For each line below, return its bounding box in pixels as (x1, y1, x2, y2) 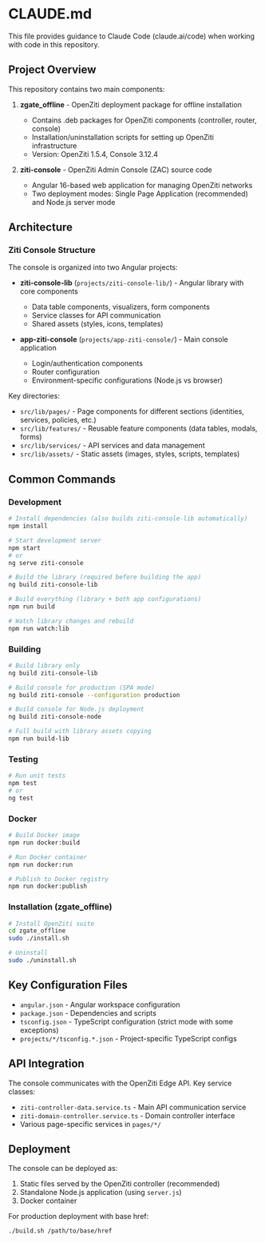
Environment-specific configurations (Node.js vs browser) (31, 375, 223, 385)
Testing (8, 753, 38, 764)
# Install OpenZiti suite (8, 920, 94, 928)
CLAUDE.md (8, 5, 93, 23)
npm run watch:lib (8, 624, 69, 632)
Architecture (8, 221, 73, 235)
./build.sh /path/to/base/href (8, 1227, 113, 1235)
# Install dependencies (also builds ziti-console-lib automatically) (8, 515, 248, 523)
